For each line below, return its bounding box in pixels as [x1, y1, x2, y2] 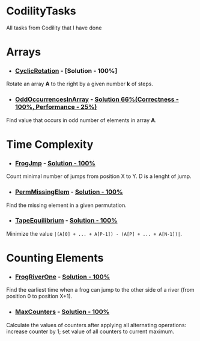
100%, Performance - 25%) [14, 103, 97, 111]
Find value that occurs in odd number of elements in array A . [6, 116, 157, 124]
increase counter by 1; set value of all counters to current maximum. [6, 328, 175, 335]
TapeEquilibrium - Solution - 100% [14, 217, 118, 225]
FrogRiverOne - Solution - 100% [14, 272, 110, 281]
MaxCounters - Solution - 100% [14, 308, 110, 316]
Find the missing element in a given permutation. [6, 201, 127, 209]
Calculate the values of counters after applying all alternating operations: [6, 321, 187, 328]
